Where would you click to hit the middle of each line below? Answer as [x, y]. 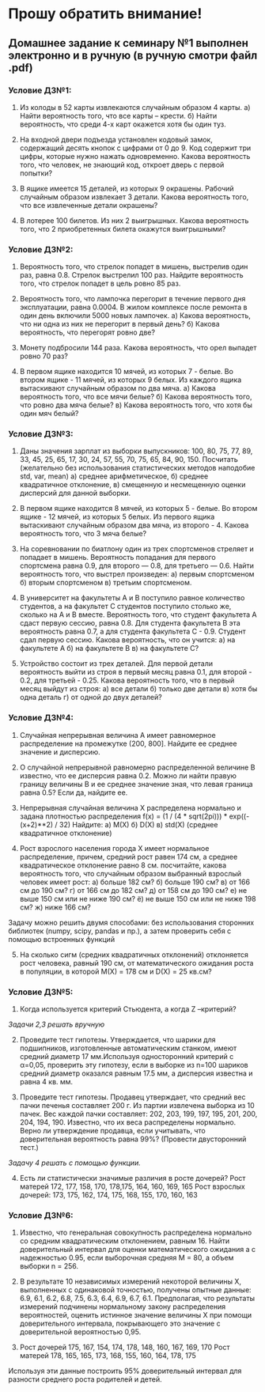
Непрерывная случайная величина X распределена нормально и [130, 808]
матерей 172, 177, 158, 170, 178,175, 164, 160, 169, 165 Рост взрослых [132, 1186]
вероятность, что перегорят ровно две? [87, 332]
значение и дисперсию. [60, 751]
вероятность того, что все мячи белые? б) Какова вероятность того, [136, 397]
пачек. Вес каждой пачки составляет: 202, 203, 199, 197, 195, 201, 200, [138, 1114]
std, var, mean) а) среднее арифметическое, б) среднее [114, 476]
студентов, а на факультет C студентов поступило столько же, [125, 607]
